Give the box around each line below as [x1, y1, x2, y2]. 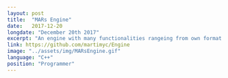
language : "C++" [7, 54, 53, 61]
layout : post [7, 9, 45, 17]
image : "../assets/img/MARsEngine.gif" [7, 48, 121, 55]
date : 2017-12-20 [7, 22, 63, 29]
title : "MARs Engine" [7, 16, 72, 23]
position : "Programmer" [7, 60, 75, 67]
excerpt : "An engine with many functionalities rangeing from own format [7, 35, 223, 42]
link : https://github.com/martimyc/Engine [7, 41, 130, 48]
